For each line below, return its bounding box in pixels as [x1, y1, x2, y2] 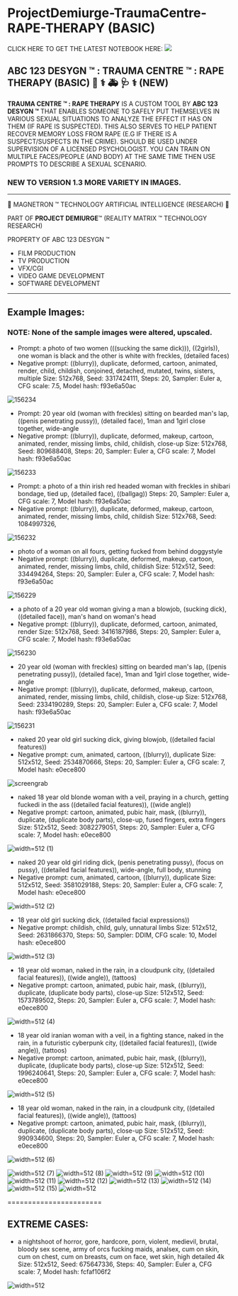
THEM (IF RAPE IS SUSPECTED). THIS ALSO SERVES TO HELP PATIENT [7, 122, 217, 131]
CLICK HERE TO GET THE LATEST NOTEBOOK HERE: [7, 44, 163, 53]
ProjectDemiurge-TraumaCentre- [7, 5, 207, 21]
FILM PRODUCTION [17, 249, 76, 258]
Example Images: [7, 307, 85, 319]
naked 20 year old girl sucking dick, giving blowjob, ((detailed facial [17, 735, 215, 743]
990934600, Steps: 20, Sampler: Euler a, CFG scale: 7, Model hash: [17, 1133, 215, 1142]
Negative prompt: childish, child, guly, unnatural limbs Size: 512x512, [17, 923, 217, 931]
